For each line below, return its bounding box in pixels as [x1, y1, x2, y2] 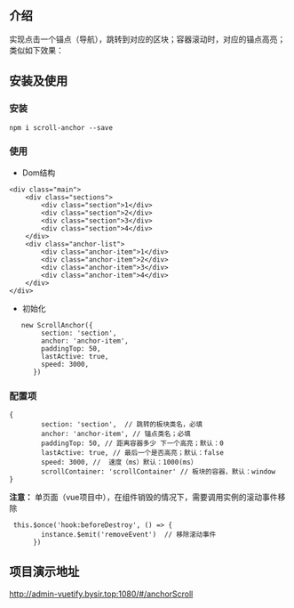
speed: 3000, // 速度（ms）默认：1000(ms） [41, 458, 198, 467]
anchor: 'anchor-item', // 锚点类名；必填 [41, 430, 191, 439]
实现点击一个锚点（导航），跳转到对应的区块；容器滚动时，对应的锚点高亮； [9, 34, 286, 45]
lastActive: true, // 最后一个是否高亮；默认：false [41, 449, 225, 458]
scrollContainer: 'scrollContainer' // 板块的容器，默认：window [41, 467, 276, 476]
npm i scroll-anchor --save [9, 123, 114, 132]
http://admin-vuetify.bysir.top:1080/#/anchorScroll [9, 588, 194, 599]
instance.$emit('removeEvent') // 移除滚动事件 [41, 531, 217, 539]
